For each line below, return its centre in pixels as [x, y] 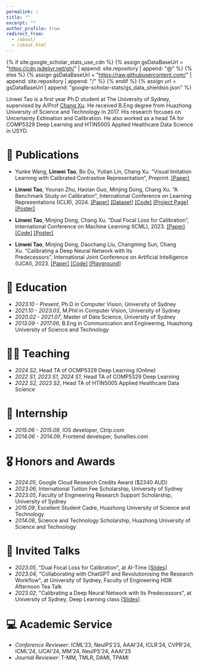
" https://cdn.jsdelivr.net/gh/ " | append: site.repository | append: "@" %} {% [99, 68]
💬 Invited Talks [43, 551]
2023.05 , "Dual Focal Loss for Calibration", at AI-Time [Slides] [91, 567]
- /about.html [29, 45]
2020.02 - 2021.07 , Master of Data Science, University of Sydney [95, 317]
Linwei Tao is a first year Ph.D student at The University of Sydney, [88, 99]
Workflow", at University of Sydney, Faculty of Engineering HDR [93, 580]
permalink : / [22, 12]
